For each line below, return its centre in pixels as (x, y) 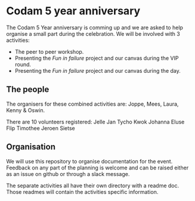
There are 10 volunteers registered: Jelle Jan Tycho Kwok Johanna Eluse (95, 122)
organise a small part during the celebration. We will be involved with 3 (93, 33)
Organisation (31, 147)
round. (23, 64)
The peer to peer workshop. (49, 51)
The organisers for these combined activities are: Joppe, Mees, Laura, (92, 104)
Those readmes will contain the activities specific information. (82, 191)
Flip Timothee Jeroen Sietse (41, 128)
